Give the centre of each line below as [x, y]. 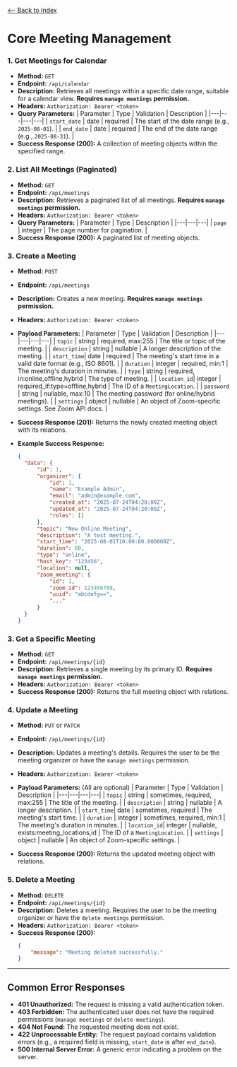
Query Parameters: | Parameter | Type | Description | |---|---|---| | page [122, 223]
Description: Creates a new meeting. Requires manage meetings [110, 299]
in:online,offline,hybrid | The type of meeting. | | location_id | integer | [119, 379]
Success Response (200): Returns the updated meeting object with [116, 854]
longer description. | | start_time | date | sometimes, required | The [115, 810]
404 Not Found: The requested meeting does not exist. [98, 1027]
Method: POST [37, 271]
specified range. [41, 151]
